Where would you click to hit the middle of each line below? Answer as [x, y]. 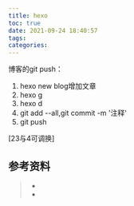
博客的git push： [36, 69]
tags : [17, 38]
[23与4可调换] [32, 139]
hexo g [31, 95]
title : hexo [28, 16]
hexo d [31, 104]
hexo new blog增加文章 [58, 86]
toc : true [25, 23]
